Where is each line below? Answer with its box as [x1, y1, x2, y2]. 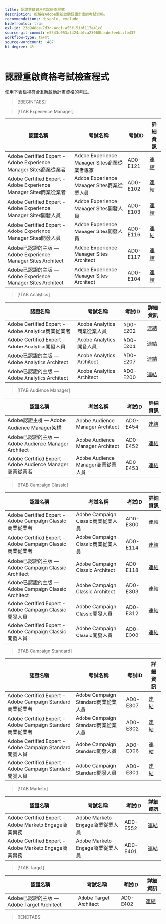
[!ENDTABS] [17, 914, 42, 920]
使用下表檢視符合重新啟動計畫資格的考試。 [5, 89, 92, 95]
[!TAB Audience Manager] [17, 387, 70, 393]
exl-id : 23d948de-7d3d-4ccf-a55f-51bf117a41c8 [5, 26, 103, 31]
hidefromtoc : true [5, 21, 43, 26]
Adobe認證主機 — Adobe [7, 417, 66, 424]
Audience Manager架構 [7, 424, 62, 431]
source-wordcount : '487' [5, 40, 56, 45]
